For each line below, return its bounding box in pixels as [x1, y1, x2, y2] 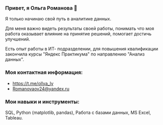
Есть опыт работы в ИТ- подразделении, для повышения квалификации [5, 46, 159, 52]
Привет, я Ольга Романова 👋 [5, 4, 78, 11]
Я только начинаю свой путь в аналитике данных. [5, 16, 111, 22]
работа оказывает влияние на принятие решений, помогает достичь [5, 31, 152, 37]
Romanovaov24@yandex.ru [12, 85, 70, 91]
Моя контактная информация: [5, 69, 83, 76]
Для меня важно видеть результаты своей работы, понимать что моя [5, 25, 155, 31]
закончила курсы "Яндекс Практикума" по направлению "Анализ [5, 51, 145, 57]
